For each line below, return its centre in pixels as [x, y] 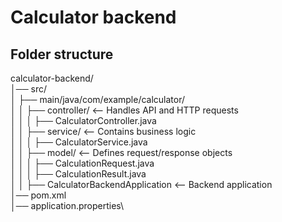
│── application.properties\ [67, 205]
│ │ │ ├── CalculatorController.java [83, 120]
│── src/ [28, 89]
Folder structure [62, 54]
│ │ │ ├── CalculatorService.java [79, 142]
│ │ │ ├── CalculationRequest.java [82, 163]
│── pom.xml [38, 195]
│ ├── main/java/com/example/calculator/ [98, 99]
